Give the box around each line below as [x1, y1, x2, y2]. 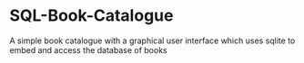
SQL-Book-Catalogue [9, 5, 174, 26]
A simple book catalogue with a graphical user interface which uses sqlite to [9, 35, 296, 46]
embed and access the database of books [9, 44, 167, 55]
